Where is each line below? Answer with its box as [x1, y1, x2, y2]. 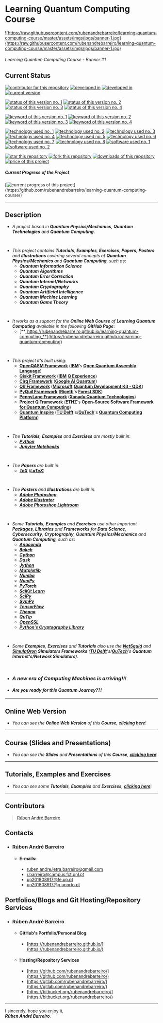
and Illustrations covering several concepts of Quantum [12, 253, 126, 259]
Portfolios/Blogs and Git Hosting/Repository [5, 896, 141, 904]
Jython [19, 562, 34, 568]
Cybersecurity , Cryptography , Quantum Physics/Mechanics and [12, 531, 147, 537]
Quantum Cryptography [19, 284, 69, 290]
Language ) [19, 368, 42, 374]
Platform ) [19, 414, 39, 420]
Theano [19, 609, 36, 615]
